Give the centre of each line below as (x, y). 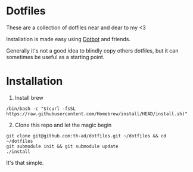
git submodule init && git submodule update (62, 146)
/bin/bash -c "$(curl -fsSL (41, 109)
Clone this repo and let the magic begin (63, 125)
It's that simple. (25, 162)
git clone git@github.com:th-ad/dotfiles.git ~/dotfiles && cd (86, 136)
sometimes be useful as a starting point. (55, 57)
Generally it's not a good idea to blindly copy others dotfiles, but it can (92, 50)
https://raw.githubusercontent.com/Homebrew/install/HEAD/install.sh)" (97, 114)
